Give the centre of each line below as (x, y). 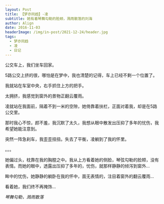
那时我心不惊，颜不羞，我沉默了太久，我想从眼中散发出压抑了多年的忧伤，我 (82, 123)
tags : (10, 37)
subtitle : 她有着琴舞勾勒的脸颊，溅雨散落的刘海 (49, 19)
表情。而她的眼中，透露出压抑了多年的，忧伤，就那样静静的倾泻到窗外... (78, 166)
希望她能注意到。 (22, 129)
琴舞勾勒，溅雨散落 (24, 197)
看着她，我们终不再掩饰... (31, 186)
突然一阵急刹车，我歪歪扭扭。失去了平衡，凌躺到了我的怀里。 (67, 139)
